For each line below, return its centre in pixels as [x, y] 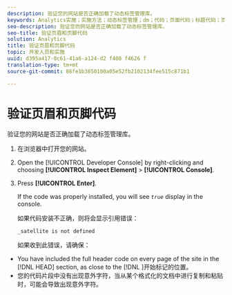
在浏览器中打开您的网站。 [54, 149]
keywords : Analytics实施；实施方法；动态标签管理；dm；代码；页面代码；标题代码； [114, 20]
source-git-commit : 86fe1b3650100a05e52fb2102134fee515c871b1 [98, 71]
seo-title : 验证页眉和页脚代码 [47, 33]
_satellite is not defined [56, 231]
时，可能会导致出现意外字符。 [59, 285]
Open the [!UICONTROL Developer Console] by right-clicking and [110, 162]
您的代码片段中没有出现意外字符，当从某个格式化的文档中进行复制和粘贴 [120, 276]
